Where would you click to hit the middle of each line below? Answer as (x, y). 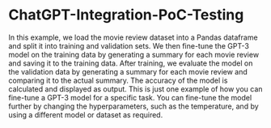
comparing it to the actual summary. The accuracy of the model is (118, 80)
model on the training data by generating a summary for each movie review (134, 54)
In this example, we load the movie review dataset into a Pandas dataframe (133, 37)
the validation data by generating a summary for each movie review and (128, 71)
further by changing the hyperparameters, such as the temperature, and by (133, 106)
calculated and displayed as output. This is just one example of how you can (135, 89)
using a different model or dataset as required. (86, 114)
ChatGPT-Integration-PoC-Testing (126, 15)
